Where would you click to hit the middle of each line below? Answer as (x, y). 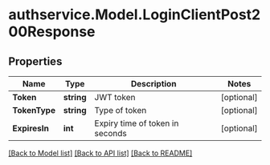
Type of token (121, 110)
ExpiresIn (31, 128)
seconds (110, 133)
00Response (52, 32)
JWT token (115, 97)
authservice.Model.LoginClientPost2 (135, 15)
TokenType (34, 110)
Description (153, 84)
